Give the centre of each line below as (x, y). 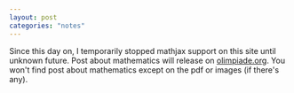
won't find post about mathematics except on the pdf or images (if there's (144, 70)
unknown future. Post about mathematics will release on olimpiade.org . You (147, 60)
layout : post (33, 17)
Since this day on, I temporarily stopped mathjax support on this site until (143, 50)
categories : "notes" (48, 26)
